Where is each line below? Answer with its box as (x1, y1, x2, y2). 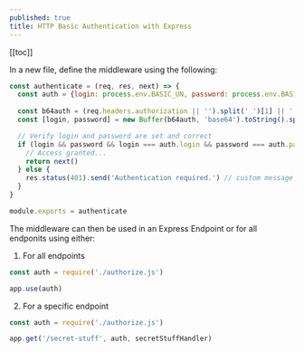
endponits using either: (9, 233, 96, 243)
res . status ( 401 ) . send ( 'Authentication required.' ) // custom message (25, 174, 294, 183)
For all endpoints (22, 250, 86, 261)
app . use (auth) (9, 284, 63, 293)
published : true (9, 13, 71, 23)
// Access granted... (25, 148, 107, 157)
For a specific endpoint (22, 300, 109, 311)
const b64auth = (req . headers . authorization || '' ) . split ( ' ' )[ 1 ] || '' (17, 107, 298, 116)
